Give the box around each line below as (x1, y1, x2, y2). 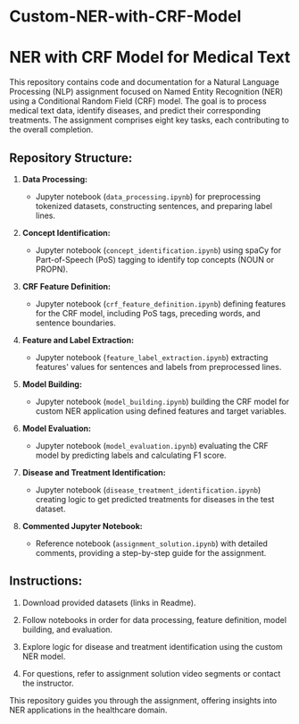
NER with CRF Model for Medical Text (9, 47, 291, 68)
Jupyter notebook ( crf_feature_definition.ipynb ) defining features (35, 298, 287, 309)
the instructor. (21, 678, 74, 688)
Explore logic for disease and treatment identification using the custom (21, 641, 283, 652)
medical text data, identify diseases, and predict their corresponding (9, 105, 262, 116)
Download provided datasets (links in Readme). (21, 597, 196, 608)
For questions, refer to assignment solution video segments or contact (21, 668, 281, 678)
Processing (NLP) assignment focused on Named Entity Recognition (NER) (9, 87, 284, 97)
